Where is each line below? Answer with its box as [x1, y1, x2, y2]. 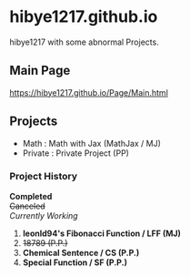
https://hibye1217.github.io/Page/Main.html [9, 87, 168, 97]
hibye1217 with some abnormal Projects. [9, 36, 159, 47]
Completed [9, 190, 53, 201]
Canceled [9, 200, 45, 211]
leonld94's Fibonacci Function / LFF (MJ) [22, 228, 182, 239]
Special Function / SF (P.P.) [22, 257, 127, 268]
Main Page [9, 63, 71, 78]
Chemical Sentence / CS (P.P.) [22, 247, 140, 258]
